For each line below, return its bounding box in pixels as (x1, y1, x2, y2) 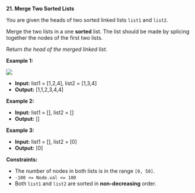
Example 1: (6, 57, 34, 64)
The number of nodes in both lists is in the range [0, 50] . (14, 168, 155, 174)
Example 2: (6, 98, 34, 104)
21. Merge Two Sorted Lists (6, 5, 75, 12)
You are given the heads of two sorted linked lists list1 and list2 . (6, 17, 168, 23)
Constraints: (6, 156, 38, 163)
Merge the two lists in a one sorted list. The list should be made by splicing (6, 28, 190, 35)
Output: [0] (14, 144, 43, 152)
